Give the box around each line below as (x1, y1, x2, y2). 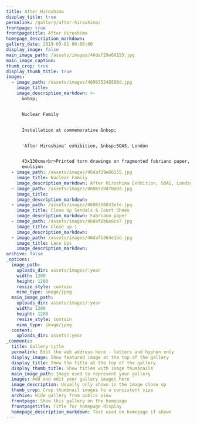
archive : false (6, 251, 43, 257)
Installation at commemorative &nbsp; (21, 127, 117, 133)
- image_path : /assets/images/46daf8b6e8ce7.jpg (11, 218, 133, 224)
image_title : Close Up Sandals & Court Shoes (16, 207, 130, 214)
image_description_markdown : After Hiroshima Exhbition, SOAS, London (16, 180, 193, 186)
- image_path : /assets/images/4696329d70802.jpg (11, 186, 133, 192)
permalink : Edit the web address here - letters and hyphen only (11, 349, 175, 355)
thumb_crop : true (6, 63, 49, 69)
